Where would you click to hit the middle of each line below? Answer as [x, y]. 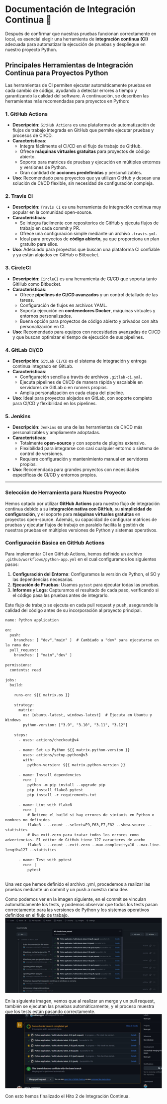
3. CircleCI [18, 268]
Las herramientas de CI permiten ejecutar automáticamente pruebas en [78, 85]
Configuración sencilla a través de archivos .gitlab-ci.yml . [81, 377]
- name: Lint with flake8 [45, 805]
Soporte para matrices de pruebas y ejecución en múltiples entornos [90, 162]
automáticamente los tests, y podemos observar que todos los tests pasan [82, 904]
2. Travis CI [19, 196]
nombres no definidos [28, 820]
